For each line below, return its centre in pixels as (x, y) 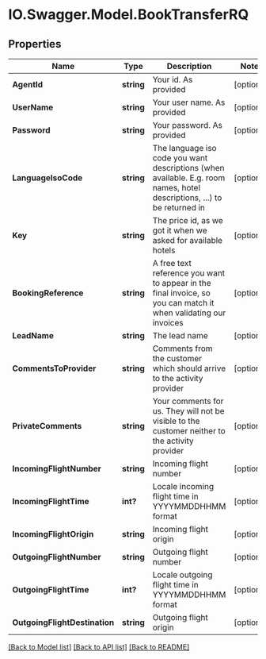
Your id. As (173, 79)
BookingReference (48, 293)
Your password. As (188, 125)
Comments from (182, 349)
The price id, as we (188, 220)
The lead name (180, 335)
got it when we (180, 230)
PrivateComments (47, 426)
